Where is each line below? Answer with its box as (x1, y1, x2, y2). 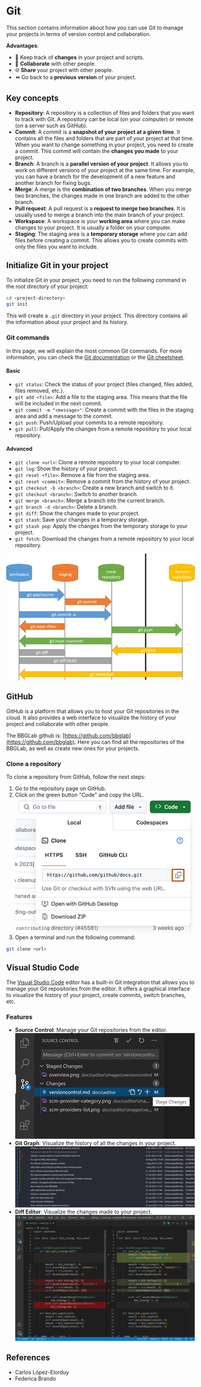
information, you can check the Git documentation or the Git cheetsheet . (6, 353, 185, 361)
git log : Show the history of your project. (14, 465, 118, 472)
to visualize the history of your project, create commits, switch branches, (6, 991, 186, 998)
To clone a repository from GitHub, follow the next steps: (6, 773, 146, 780)
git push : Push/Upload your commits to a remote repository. (14, 419, 165, 426)
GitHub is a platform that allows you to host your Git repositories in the (6, 707, 179, 714)
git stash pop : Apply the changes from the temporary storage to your (14, 523, 188, 530)
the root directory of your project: (6, 283, 89, 290)
